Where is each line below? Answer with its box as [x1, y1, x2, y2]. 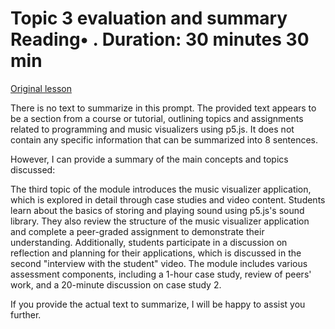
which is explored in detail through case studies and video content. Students [10, 193, 326, 206]
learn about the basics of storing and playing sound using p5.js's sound [10, 204, 305, 216]
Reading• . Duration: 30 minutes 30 [10, 28, 310, 51]
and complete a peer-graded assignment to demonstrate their [10, 225, 265, 237]
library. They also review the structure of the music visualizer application [10, 215, 310, 227]
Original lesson [10, 82, 72, 94]
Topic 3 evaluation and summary [10, 7, 288, 30]
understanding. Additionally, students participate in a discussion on [10, 236, 288, 248]
